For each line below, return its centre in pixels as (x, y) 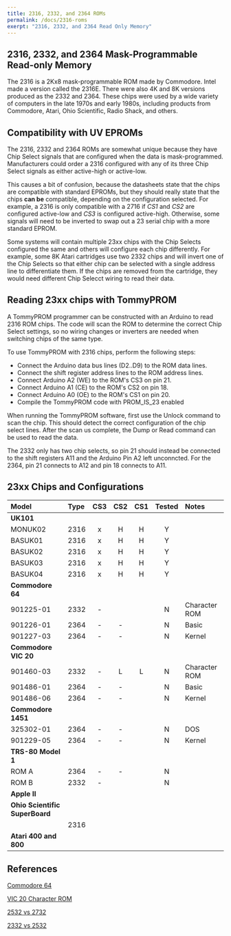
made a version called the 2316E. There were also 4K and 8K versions (106, 89)
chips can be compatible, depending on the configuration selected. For (108, 199)
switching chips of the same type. (55, 338)
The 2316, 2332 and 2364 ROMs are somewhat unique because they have (112, 149)
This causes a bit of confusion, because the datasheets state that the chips (113, 184)
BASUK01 (27, 540)
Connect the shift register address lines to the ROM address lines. (110, 372)
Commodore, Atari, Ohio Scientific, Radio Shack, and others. (92, 111)
